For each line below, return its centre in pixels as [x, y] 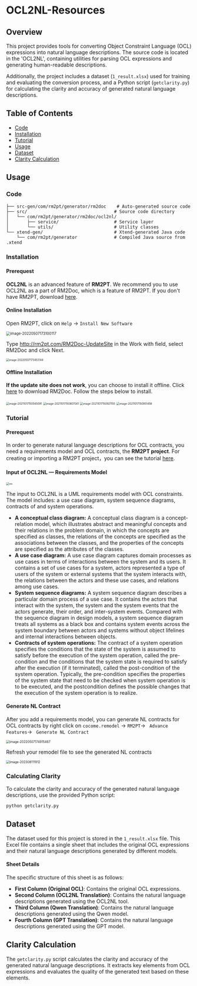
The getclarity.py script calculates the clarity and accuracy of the [87, 959]
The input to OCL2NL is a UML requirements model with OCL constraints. [95, 494]
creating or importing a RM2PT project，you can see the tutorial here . [91, 458]
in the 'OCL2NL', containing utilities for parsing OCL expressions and [89, 59]
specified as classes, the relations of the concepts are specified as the [100, 537]
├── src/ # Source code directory [91, 211]
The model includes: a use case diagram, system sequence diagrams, [91, 500]
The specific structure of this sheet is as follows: [65, 877]
